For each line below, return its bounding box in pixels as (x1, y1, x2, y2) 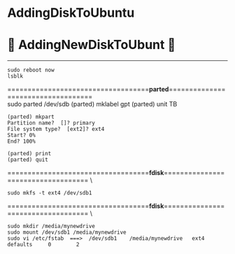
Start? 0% (7, 132, 36, 139)
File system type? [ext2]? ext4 (7, 126, 105, 133)
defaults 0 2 (7, 241, 80, 248)
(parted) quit (7, 156, 49, 164)
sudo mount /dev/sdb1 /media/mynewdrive (7, 229, 127, 236)
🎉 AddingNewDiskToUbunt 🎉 (7, 37, 176, 53)
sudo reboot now (7, 66, 55, 74)
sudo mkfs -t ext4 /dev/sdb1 (7, 190, 92, 197)
